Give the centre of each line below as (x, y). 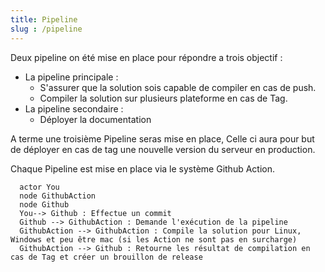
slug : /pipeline (46, 29)
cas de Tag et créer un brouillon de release (106, 257)
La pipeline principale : (71, 77)
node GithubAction (58, 196)
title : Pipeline (44, 19)
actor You (39, 187)
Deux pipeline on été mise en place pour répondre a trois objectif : (146, 57)
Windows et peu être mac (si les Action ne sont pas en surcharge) (154, 239)
